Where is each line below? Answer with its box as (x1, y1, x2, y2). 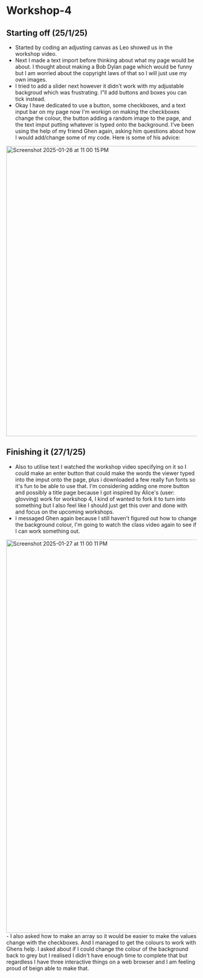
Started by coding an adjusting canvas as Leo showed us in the (14, 44, 173, 51)
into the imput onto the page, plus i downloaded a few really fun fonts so (14, 476, 196, 483)
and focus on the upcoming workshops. (14, 508, 115, 515)
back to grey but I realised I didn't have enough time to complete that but (6, 951, 188, 959)
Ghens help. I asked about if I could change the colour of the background (6, 945, 188, 953)
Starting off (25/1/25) (6, 28, 88, 38)
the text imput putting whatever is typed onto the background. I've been (14, 121, 195, 128)
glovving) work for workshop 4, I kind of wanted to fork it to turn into (14, 495, 186, 503)
